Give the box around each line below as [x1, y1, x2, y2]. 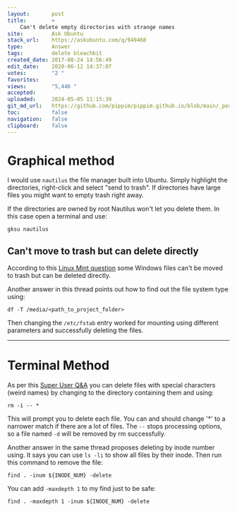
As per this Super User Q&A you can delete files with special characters [7, 381, 216, 390]
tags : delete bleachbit [7, 50, 102, 57]
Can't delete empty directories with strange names [20, 23, 175, 30]
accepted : [7, 89, 37, 96]
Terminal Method [7, 358, 110, 373]
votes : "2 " [7, 69, 65, 76]
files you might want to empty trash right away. [7, 191, 144, 199]
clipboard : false [7, 122, 68, 129]
